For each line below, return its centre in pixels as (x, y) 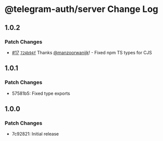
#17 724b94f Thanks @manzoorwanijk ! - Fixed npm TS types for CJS (82, 52)
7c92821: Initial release (35, 134)
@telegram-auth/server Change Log (81, 9)
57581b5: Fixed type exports (41, 93)
